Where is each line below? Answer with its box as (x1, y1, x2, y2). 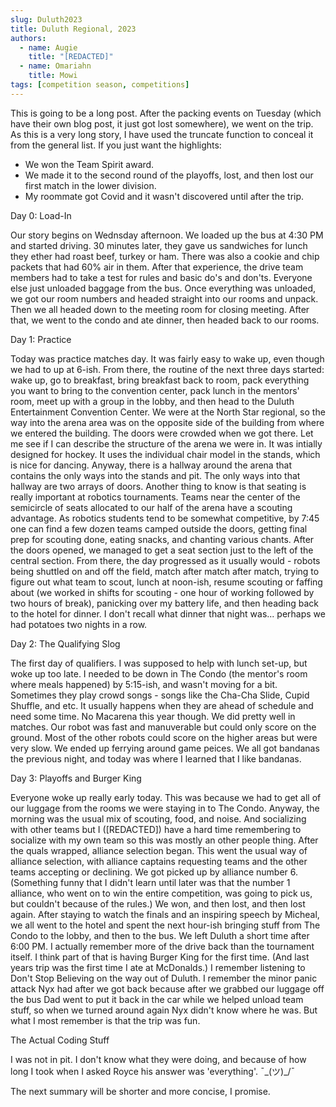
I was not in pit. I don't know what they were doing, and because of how (10, 1053, 307, 1065)
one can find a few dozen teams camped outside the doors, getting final (10, 522, 308, 535)
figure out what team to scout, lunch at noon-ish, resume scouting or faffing (10, 576, 323, 588)
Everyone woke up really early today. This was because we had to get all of (10, 791, 322, 803)
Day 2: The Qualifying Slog (10, 637, 121, 650)
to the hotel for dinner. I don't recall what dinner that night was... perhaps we (10, 607, 326, 620)
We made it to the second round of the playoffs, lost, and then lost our (24, 169, 314, 181)
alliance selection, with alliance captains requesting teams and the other (10, 855, 308, 867)
